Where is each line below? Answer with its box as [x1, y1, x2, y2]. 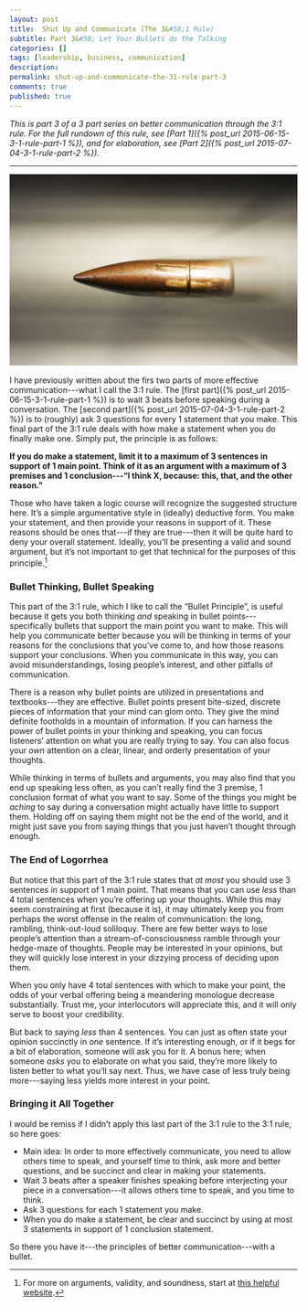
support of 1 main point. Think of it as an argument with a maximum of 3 [9, 461, 288, 472]
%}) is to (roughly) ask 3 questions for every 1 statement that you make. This [9, 414, 298, 425]
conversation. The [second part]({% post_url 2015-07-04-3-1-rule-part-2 [9, 404, 286, 415]
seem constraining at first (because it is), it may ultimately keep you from [9, 903, 284, 914]
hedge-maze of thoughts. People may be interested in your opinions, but [9, 942, 283, 953]
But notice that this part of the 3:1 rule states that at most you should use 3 [9, 874, 291, 886]
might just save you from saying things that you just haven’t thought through [9, 821, 297, 832]
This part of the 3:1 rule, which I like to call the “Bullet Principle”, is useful [9, 601, 283, 612]
